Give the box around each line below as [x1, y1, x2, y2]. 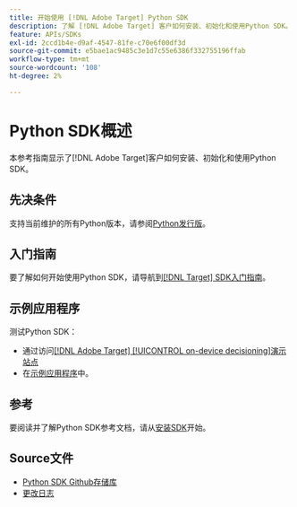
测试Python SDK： [9, 327, 78, 337]
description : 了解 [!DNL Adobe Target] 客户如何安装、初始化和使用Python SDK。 [9, 22, 293, 31]
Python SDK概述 [9, 120, 132, 141]
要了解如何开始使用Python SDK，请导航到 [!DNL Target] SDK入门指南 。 [9, 272, 271, 283]
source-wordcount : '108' [9, 64, 102, 73]
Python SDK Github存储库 [21, 476, 118, 487]
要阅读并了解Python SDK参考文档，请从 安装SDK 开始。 [9, 422, 211, 433]
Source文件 [9, 450, 74, 467]
